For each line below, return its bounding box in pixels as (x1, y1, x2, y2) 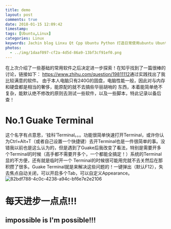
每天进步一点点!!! (5, 195, 77, 207)
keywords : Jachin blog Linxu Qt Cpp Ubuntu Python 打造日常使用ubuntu (5, 41, 154, 46)
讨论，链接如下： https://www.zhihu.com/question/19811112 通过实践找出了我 (5, 71, 165, 77)
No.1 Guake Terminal (5, 114, 94, 126)
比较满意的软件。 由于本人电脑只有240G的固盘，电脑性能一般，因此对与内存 (5, 77, 165, 83)
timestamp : (5, 26, 28, 32)
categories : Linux (5, 36, 44, 41)
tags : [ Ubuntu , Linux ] (5, 31, 51, 36)
